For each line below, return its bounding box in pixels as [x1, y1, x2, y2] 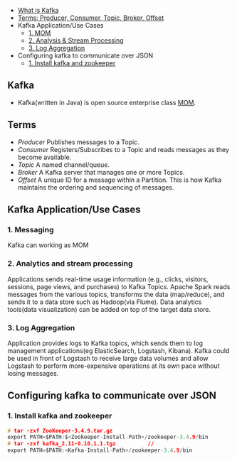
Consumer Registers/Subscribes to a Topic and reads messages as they [17, 145, 230, 153]
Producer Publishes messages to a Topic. [17, 138, 140, 146]
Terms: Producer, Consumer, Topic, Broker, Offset [17, 13, 164, 22]
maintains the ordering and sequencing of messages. [17, 183, 174, 191]
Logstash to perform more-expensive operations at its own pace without [7, 362, 220, 370]
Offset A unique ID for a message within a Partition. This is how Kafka [17, 175, 222, 184]
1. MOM [28, 28, 51, 37]
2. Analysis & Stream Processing [28, 36, 124, 45]
